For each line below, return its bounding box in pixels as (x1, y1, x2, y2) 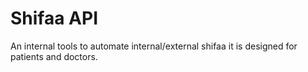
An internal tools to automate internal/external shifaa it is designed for (10, 40, 298, 52)
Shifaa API (10, 7, 98, 30)
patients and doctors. (10, 50, 98, 62)
